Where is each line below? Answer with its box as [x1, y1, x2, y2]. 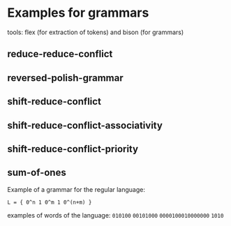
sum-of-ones [7, 167, 66, 179]
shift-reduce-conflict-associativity [7, 119, 163, 131]
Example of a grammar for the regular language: [7, 185, 145, 193]
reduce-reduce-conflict [7, 48, 113, 60]
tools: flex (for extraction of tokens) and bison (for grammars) [7, 28, 184, 36]
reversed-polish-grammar [7, 72, 124, 84]
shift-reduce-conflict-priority [7, 143, 138, 155]
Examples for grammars [7, 5, 149, 21]
